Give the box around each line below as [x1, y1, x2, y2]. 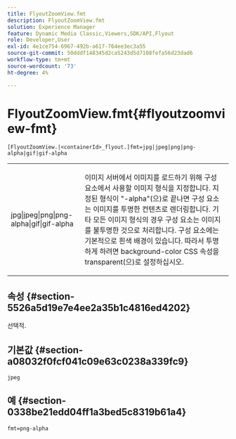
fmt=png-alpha [7, 425, 49, 432]
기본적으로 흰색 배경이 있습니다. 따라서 [84, 236, 204, 246]
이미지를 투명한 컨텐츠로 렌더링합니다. [93, 205, 211, 215]
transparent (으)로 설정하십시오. [84, 257, 184, 267]
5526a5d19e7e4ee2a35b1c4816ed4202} [7, 302, 191, 314]
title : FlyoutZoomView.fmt [7, 10, 86, 18]
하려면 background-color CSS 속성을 [99, 247, 220, 257]
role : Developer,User [7, 37, 71, 44]
